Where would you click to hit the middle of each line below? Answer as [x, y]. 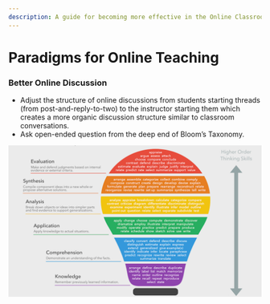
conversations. [45, 126]
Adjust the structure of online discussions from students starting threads [140, 100]
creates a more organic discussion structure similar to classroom [127, 117]
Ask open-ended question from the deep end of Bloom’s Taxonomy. [132, 134]
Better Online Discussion [58, 83]
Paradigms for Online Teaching [114, 57]
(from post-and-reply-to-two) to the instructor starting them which [130, 109]
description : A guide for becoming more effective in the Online [120, 17]
